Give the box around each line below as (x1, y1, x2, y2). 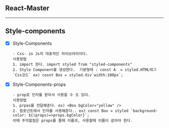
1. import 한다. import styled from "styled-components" (12, 62, 132, 67)
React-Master (5, 4, 50, 13)
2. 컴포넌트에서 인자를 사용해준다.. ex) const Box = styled (12, 108, 129, 113)
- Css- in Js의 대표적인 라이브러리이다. (12, 51, 88, 56)
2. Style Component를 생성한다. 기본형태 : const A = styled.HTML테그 (12, 67, 157, 72)
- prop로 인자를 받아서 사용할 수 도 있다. (12, 92, 91, 97)
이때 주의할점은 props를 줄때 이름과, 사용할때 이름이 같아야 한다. (12, 118, 133, 123)
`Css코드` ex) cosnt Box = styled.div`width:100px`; (12, 72, 123, 77)
